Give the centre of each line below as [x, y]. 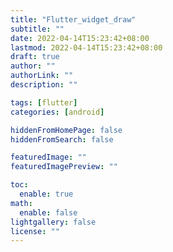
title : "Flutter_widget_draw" [73, 19]
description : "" [44, 85]
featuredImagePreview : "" [64, 167]
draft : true [35, 57]
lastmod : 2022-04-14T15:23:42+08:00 [86, 47]
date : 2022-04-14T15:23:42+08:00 [80, 38]
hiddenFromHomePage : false [66, 130]
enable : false [48, 212]
